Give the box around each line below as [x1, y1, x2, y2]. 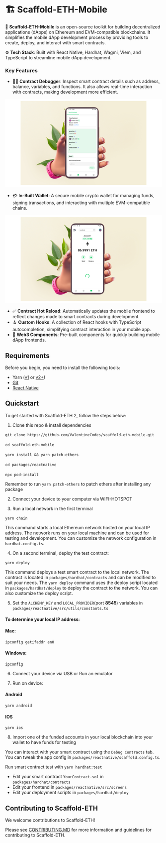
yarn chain [5, 516, 28, 521]
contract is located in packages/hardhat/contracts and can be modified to [5, 574, 156, 580]
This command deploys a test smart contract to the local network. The [5, 569, 149, 575]
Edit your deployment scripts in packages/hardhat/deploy [12, 790, 129, 796]
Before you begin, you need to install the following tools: [5, 364, 120, 371]
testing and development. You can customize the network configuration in [5, 535, 157, 541]
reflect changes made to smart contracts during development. [12, 314, 140, 320]
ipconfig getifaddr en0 [5, 639, 55, 645]
